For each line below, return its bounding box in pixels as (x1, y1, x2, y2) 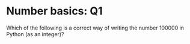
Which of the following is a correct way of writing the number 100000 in (6, 24, 185, 31)
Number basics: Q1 (6, 4, 103, 18)
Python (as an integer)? (6, 30, 64, 37)
